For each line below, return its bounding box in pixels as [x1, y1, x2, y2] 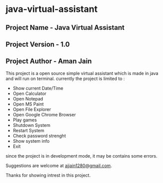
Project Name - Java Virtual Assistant [5, 23, 125, 32]
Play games [12, 117, 37, 123]
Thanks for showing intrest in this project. [5, 172, 91, 178]
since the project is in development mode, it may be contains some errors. [5, 153, 158, 159]
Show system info [12, 138, 50, 144]
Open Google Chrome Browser [12, 111, 76, 117]
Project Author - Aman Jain [5, 57, 92, 66]
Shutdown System [12, 122, 51, 128]
